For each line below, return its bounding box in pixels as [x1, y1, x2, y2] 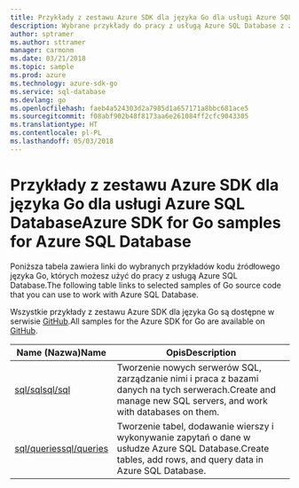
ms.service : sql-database [10, 87, 106, 96]
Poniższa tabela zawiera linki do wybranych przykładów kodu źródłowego [10, 261, 280, 272]
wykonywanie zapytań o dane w [116, 431, 251, 444]
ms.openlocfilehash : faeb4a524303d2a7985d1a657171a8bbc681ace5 [10, 104, 249, 113]
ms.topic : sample [10, 63, 75, 72]
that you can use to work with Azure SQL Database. [10, 289, 199, 300]
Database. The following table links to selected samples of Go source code [10, 279, 282, 290]
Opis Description [166, 346, 237, 358]
